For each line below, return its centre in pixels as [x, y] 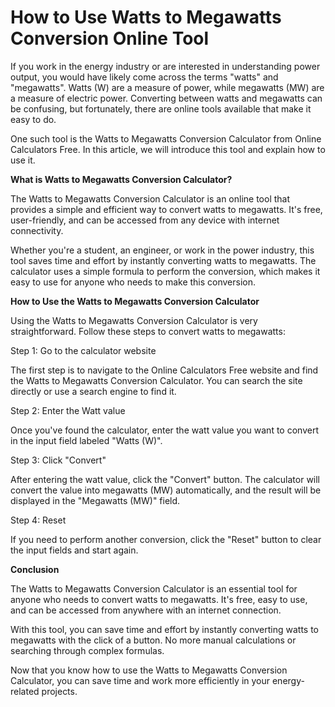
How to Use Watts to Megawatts [146, 17]
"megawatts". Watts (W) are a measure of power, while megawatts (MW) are [167, 87]
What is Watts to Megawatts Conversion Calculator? [121, 179]
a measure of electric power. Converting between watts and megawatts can [166, 98]
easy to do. [33, 119]
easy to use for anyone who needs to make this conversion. [133, 282]
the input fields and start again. [74, 550]
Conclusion [35, 569]
